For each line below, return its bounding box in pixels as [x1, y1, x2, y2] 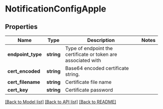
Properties [5, 23, 38, 31]
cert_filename [7, 79, 40, 85]
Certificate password [65, 87, 113, 93]
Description [87, 37, 115, 43]
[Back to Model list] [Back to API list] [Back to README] [5, 99, 116, 105]
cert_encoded [7, 68, 40, 74]
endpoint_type [7, 51, 42, 57]
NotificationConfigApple [5, 3, 107, 14]
